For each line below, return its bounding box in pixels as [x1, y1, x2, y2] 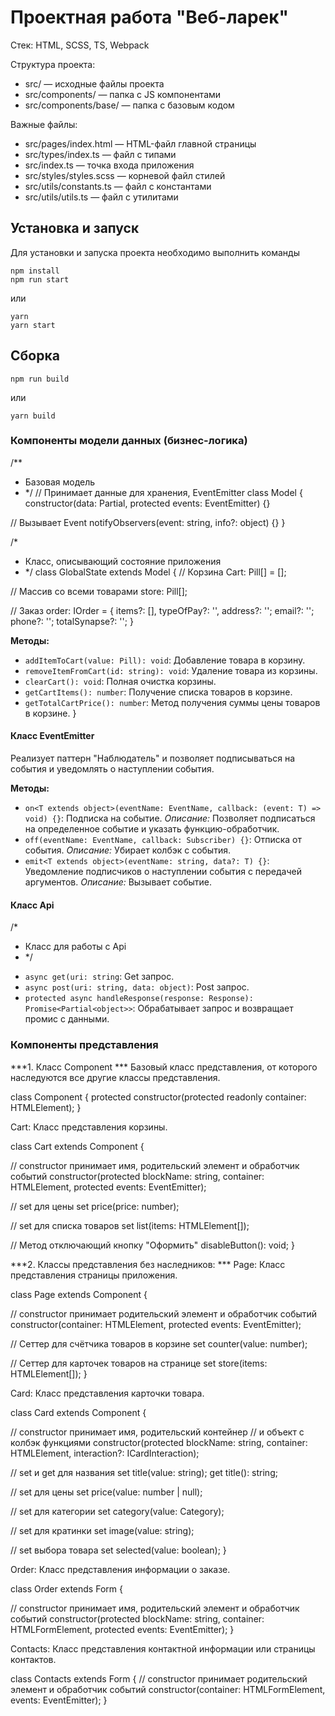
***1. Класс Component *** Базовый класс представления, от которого [10, 1061, 318, 1073]
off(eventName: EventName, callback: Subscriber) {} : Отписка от [24, 834, 302, 846]
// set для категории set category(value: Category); [10, 1505, 225, 1517]
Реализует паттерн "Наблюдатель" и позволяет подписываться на [10, 752, 296, 765]
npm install [10, 266, 60, 276]
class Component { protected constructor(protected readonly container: [10, 1091, 307, 1103]
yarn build [10, 411, 56, 421]
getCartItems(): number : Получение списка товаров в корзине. [24, 686, 293, 698]
